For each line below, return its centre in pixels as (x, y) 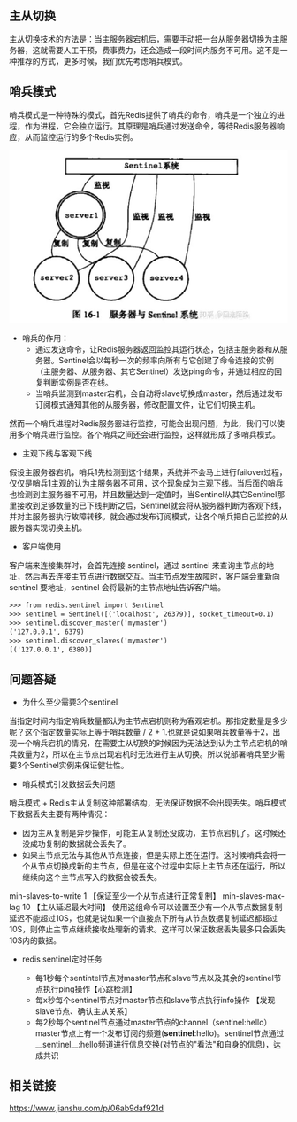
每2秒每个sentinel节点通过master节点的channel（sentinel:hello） (153, 1023)
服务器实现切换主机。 (48, 528)
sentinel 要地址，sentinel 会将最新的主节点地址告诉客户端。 (118, 588)
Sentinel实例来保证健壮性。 (79, 766)
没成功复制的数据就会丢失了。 (76, 844)
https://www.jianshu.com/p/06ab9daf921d (86, 1108)
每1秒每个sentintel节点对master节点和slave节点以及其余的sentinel (154, 978)
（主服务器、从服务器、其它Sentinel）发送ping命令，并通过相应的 (155, 371)
